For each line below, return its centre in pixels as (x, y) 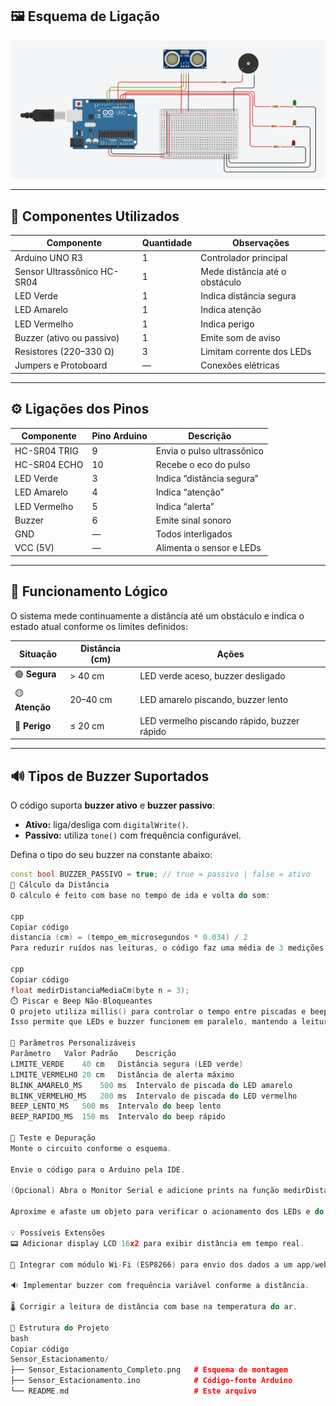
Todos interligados (194, 534)
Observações (261, 243)
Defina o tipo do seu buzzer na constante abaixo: (111, 855)
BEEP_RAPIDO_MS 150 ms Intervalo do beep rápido (118, 1117)
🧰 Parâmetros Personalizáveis (73, 1043)
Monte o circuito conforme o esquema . (91, 1148)
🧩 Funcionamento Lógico (89, 591)
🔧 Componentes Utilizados (95, 216)
